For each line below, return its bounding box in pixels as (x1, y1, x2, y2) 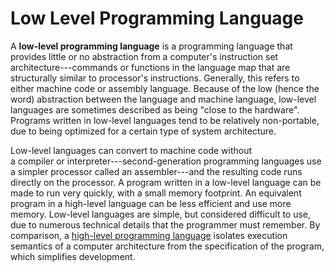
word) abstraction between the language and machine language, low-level (10, 93, 317, 105)
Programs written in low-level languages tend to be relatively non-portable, (10, 114, 320, 126)
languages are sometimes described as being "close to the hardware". (10, 103, 300, 116)
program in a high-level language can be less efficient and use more (10, 197, 292, 209)
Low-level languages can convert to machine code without (10, 144, 253, 156)
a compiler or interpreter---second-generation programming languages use (10, 155, 322, 167)
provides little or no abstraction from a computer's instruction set (10, 50, 279, 62)
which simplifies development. (10, 250, 136, 262)
